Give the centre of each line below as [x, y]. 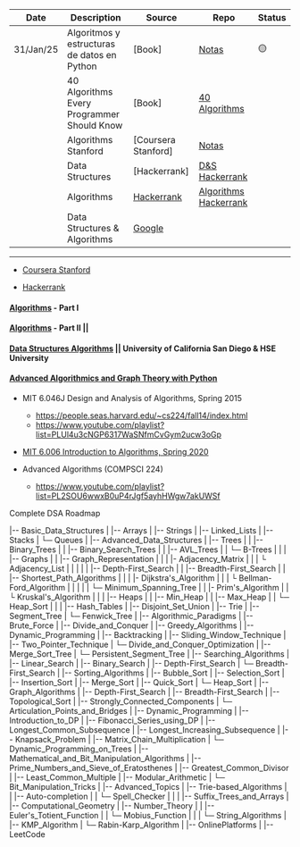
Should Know [95, 126]
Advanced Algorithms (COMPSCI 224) [92, 469]
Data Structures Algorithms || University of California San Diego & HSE [143, 348]
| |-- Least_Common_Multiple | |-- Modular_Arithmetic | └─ [117, 777]
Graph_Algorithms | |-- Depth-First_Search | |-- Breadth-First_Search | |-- [145, 692]
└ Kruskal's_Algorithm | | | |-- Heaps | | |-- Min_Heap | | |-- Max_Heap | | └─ [150, 597]
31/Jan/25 [36, 50]
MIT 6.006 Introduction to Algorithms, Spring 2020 [115, 451]
